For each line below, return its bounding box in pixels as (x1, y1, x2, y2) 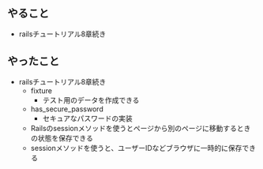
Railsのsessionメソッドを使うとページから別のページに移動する (30, 123, 238, 133)
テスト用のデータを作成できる (42, 95, 140, 104)
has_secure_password (30, 104, 103, 114)
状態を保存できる (37, 133, 94, 143)
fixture (30, 85, 53, 96)
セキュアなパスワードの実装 (42, 113, 133, 123)
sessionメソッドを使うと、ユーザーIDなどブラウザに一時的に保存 (30, 143, 242, 152)
